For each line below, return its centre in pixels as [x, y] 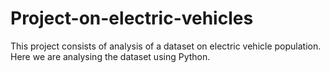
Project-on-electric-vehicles [132, 18]
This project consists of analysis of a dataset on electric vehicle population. [166, 46]
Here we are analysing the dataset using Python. [110, 56]
